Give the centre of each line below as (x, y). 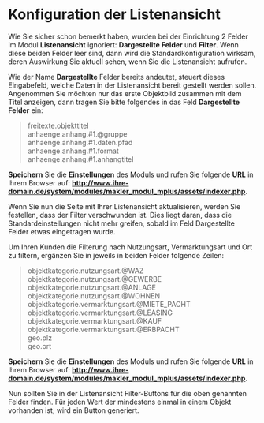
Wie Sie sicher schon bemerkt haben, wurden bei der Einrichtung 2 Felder (128, 36)
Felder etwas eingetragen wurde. (62, 231)
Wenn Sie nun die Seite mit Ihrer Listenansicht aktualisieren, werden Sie (125, 206)
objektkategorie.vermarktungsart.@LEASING (100, 313)
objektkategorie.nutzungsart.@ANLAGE (91, 287)
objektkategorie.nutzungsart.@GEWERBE (95, 279)
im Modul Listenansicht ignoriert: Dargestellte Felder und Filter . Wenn (123, 44)
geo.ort (39, 346)
